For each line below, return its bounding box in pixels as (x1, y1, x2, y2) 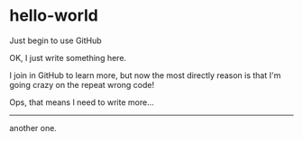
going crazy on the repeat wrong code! (9, 79, 155, 90)
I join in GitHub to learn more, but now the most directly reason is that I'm (9, 69, 281, 81)
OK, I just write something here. (9, 52, 127, 63)
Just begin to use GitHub (9, 35, 102, 46)
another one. (9, 122, 57, 133)
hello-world (9, 5, 99, 26)
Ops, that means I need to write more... (9, 96, 155, 108)
